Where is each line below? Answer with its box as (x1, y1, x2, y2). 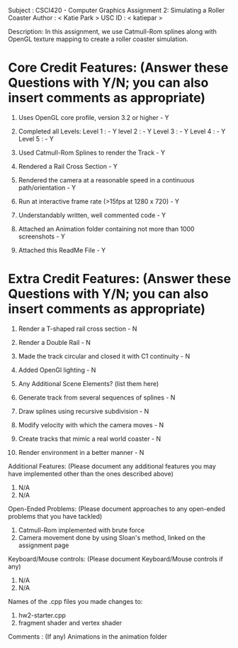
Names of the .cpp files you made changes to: (8, 597, 143, 605)
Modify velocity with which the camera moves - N (18, 420, 164, 429)
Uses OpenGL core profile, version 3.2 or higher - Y (18, 113, 169, 121)
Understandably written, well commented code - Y (18, 211, 166, 219)
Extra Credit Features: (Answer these (8, 271, 232, 287)
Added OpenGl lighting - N (18, 366, 96, 374)
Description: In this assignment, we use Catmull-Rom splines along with (8, 28, 217, 35)
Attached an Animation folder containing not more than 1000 (18, 224, 195, 233)
